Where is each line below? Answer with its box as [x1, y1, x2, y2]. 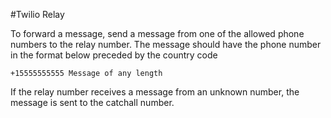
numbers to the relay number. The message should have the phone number [10, 39, 322, 50]
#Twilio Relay [10, 9, 65, 20]
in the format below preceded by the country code [10, 49, 218, 61]
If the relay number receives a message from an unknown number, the [10, 86, 300, 98]
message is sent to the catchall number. [10, 97, 175, 108]
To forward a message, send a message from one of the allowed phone [10, 28, 305, 39]
